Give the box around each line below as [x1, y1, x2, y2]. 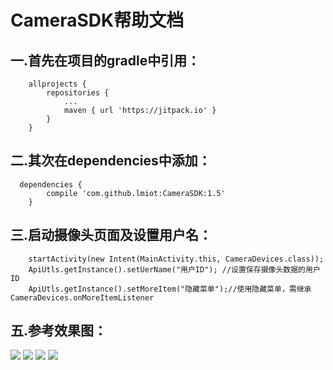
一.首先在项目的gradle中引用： [10, 52, 201, 69]
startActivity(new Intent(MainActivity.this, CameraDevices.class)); [28, 254, 325, 264]
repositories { [46, 88, 110, 98]
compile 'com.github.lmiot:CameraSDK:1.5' [46, 188, 226, 198]
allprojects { [28, 79, 87, 89]
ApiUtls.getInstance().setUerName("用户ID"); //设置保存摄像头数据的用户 [28, 264, 321, 275]
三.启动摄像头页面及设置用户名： [10, 227, 213, 244]
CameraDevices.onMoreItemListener [10, 292, 155, 303]
